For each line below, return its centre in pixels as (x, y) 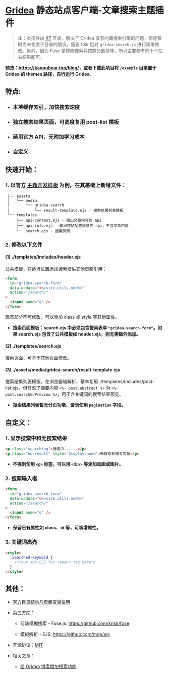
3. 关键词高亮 (21, 542)
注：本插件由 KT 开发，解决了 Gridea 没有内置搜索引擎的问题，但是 (87, 38)
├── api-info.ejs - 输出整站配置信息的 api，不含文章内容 (72, 226)
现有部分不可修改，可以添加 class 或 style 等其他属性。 (62, 317)
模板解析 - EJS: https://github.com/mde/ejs (65, 634)
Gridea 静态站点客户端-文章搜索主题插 (84, 10)
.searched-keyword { (31, 558)
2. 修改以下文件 (24, 244)
